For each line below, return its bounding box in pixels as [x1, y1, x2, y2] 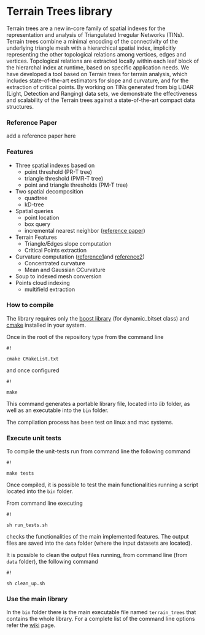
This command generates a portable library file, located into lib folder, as [6, 400, 190, 407]
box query [24, 220, 51, 228]
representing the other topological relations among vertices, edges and [6, 50, 187, 58]
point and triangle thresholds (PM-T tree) [24, 181, 128, 189]
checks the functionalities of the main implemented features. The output [6, 533, 189, 540]
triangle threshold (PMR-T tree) [24, 174, 104, 182]
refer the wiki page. [6, 621, 56, 629]
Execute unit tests [6, 434, 61, 442]
